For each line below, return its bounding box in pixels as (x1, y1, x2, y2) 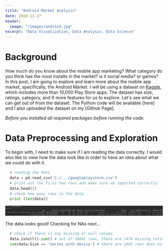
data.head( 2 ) (9, 186, 37, 191)
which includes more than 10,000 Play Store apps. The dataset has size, (5, 89, 153, 95)
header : (5, 19, 21, 24)
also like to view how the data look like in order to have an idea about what (5, 154, 158, 160)
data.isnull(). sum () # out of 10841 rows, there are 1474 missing (9, 236, 151, 241)
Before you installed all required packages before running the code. (5, 115, 145, 121)
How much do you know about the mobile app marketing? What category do (5, 68, 162, 74)
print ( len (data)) (9, 196, 48, 201)
